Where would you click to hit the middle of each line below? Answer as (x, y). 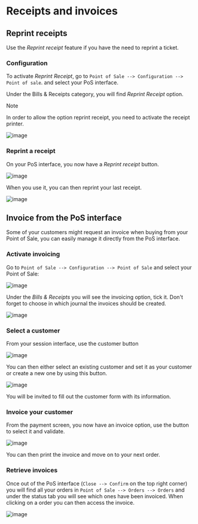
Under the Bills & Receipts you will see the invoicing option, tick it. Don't (95, 297)
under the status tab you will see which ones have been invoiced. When (95, 496)
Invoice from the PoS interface (64, 218)
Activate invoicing (33, 254)
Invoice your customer (40, 412)
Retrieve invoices (32, 471)
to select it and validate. (36, 432)
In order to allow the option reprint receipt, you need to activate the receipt (98, 118)
